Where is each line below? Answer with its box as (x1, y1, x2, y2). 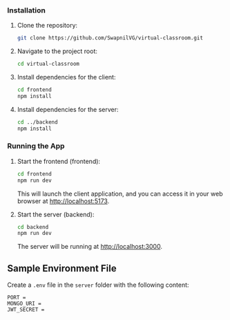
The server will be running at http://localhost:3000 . (17, 243, 162, 251)
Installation (7, 6, 46, 15)
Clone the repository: (17, 21, 78, 30)
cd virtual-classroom (17, 61, 79, 68)
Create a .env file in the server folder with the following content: (7, 281, 189, 289)
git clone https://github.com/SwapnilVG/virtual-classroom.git (17, 35, 204, 41)
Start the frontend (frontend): (17, 157, 101, 165)
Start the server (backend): (17, 210, 95, 218)
